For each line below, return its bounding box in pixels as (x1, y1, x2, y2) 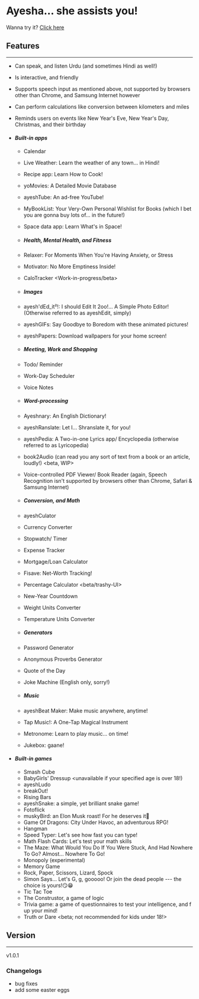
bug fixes (14, 980, 38, 987)
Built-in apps (14, 135, 48, 142)
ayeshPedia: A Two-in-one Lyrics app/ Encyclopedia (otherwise (23, 435, 179, 443)
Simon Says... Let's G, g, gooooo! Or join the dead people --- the (23, 875, 182, 882)
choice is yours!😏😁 (23, 882, 73, 889)
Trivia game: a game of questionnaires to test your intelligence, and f (23, 901, 191, 908)
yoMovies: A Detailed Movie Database (23, 182, 117, 189)
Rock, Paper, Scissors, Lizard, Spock (23, 869, 114, 876)
